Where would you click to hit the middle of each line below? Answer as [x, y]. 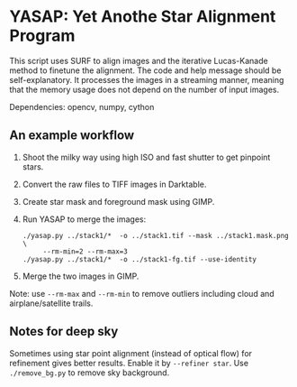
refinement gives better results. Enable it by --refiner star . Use [129, 363]
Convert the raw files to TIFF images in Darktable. [114, 184]
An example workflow [72, 136]
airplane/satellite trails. [51, 303]
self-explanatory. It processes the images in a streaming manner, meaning [147, 79]
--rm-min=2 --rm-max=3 [85, 251]
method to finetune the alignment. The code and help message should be [145, 70]
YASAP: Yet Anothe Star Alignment [143, 17]
